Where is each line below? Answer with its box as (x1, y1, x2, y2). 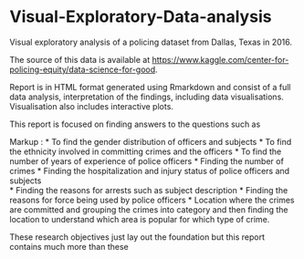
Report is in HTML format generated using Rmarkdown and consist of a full (9, 81, 291, 92)
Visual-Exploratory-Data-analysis (9, 6, 272, 27)
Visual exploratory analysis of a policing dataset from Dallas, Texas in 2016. (9, 36, 293, 47)
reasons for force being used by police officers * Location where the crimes (9, 194, 295, 205)
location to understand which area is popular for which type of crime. (9, 213, 270, 224)
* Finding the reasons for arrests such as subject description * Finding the (9, 184, 288, 195)
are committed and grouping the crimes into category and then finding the (9, 203, 289, 215)
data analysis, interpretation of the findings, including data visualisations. (9, 91, 285, 102)
